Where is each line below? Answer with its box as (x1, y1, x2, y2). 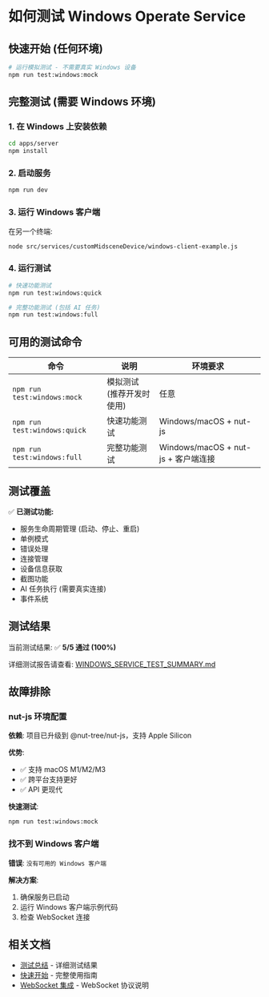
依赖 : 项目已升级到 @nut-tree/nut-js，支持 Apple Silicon (8, 730, 192, 741)
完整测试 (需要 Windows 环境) (8, 95, 156, 109)
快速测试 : (8, 802, 39, 811)
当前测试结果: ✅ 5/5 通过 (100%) (8, 642, 116, 652)
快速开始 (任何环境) (8, 42, 103, 55)
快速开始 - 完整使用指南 (19, 971, 98, 980)
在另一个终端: (8, 226, 54, 236)
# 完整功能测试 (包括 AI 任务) (8, 304, 101, 312)
